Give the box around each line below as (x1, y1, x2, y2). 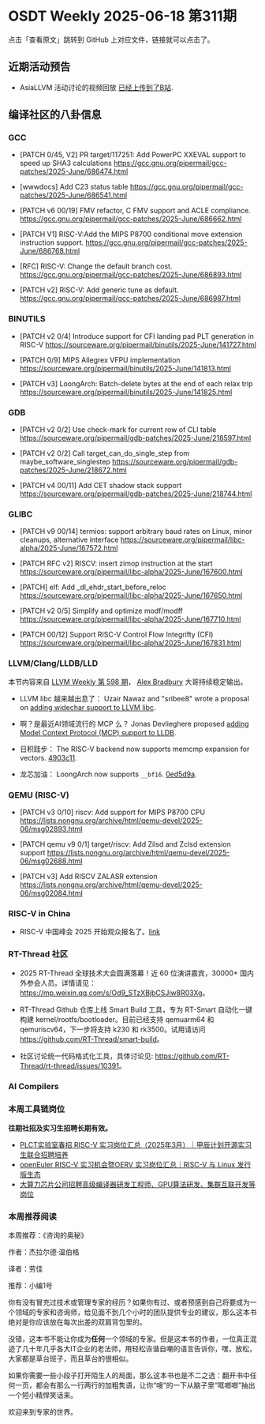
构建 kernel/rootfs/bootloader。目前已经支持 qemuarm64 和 (19, 1014, 215, 1024)
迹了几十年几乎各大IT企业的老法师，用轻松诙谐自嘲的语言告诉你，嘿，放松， (8, 1344, 256, 1354)
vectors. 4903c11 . (19, 753, 77, 762)
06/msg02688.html (19, 856, 83, 866)
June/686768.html (19, 246, 80, 256)
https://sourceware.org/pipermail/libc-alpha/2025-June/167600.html (19, 567, 243, 577)
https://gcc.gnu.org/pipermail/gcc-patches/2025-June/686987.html (19, 294, 241, 303)
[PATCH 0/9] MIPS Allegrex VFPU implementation (19, 355, 181, 364)
